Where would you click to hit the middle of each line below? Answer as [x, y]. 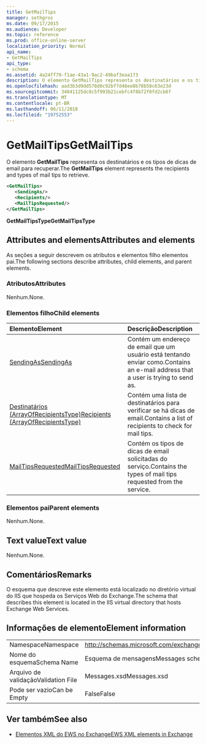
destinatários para [153, 403]
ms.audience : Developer [37, 29]
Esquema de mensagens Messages [135, 658]
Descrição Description [160, 329]
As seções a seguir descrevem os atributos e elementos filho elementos [97, 255]
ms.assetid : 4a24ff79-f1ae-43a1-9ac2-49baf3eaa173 [72, 75]
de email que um [151, 347]
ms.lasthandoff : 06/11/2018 [42, 109]
